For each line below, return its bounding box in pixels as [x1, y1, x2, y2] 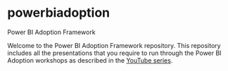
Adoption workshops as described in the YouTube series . [7, 56, 173, 64]
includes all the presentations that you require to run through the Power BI [7, 49, 222, 57]
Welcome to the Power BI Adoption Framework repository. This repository [7, 41, 221, 49]
